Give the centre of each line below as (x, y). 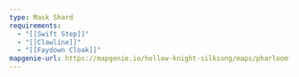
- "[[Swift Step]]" (53, 34)
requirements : (36, 26)
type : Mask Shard (41, 17)
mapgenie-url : (36, 58)
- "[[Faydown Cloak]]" (59, 50)
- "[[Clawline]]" (49, 42)
